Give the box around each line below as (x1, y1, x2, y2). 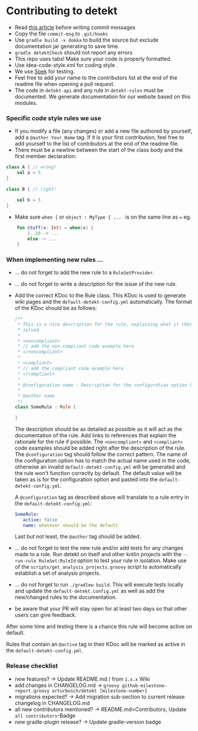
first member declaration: (14, 153, 77, 160)
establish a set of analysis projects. (14, 570, 101, 577)
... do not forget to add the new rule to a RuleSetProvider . (14, 269, 155, 276)
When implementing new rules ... (6, 255, 103, 264)
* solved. (17, 327, 42, 333)
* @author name (17, 393, 55, 399)
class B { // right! (6, 186, 57, 192)
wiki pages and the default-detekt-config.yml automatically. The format (14, 298, 192, 306)
